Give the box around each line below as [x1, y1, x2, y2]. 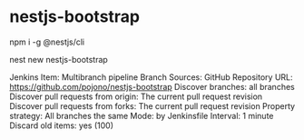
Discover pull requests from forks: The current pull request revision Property [9, 100, 296, 111]
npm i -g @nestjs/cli [9, 36, 85, 47]
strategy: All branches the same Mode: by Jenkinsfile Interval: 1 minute [9, 110, 274, 121]
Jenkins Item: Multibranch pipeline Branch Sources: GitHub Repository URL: [9, 71, 293, 83]
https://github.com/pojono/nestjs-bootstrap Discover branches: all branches [9, 81, 295, 92]
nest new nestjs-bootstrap [9, 54, 109, 65]
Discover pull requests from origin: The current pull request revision [9, 91, 263, 102]
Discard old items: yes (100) [9, 120, 113, 131]
